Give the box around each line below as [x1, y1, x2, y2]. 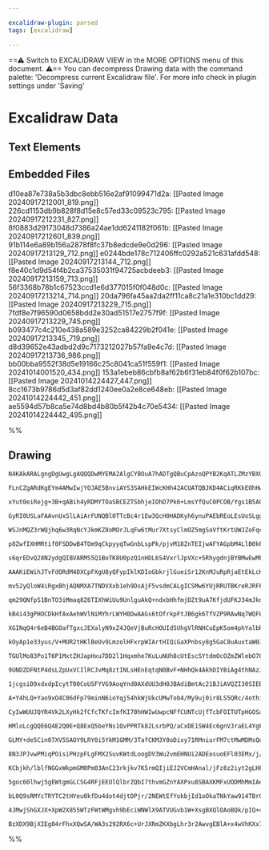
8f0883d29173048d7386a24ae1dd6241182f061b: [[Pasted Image [8, 223, 223, 232]
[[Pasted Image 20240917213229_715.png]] [8, 299, 152, 309]
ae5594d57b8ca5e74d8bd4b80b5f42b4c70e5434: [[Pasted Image [8, 401, 231, 411]
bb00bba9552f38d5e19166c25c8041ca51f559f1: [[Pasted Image [8, 359, 220, 368]
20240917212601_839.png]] [8, 231, 100, 241]
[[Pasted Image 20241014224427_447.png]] [8, 375, 152, 385]
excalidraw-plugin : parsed [8, 18, 98, 26]
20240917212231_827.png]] [8, 214, 99, 224]
